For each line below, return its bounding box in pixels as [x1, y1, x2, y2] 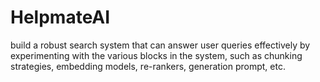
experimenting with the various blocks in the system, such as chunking [10, 49, 303, 61]
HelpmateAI [10, 6, 111, 29]
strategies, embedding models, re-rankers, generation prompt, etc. [10, 60, 286, 72]
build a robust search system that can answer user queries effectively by [10, 39, 311, 51]
